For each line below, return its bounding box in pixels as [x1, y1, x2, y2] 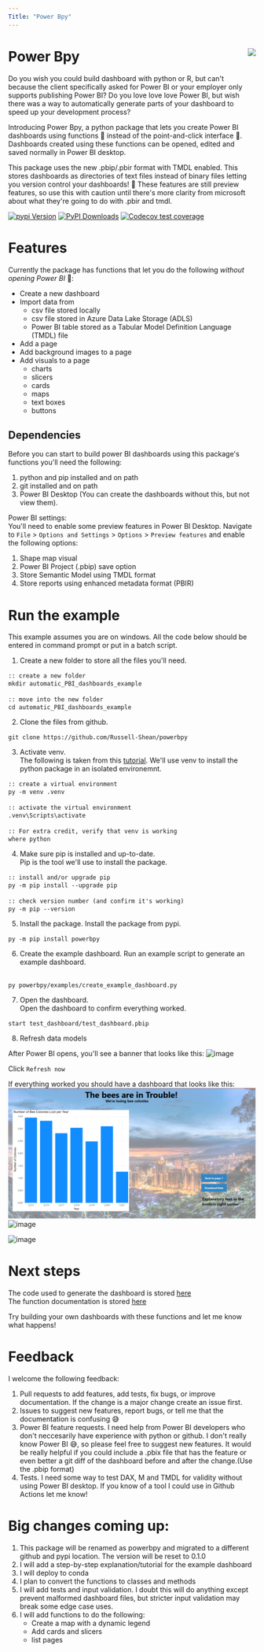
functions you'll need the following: [8, 457, 122, 468]
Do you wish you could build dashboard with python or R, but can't [8, 73, 225, 83]
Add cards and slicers [31, 1626, 102, 1636]
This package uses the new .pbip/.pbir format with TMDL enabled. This [8, 162, 238, 172]
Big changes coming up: [8, 1517, 170, 1535]
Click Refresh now [8, 1064, 65, 1074]
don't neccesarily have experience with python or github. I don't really [19, 1431, 247, 1440]
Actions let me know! [19, 1489, 88, 1499]
